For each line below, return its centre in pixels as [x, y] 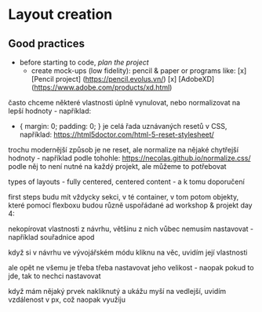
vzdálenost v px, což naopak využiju [67, 299]
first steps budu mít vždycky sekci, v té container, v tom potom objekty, [124, 197]
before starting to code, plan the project [84, 62]
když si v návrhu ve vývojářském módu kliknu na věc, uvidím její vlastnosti [128, 252]
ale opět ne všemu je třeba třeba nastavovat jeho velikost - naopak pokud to [131, 268]
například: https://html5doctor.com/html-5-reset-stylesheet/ [116, 134]
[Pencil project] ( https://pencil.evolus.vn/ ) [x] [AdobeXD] [123, 79]
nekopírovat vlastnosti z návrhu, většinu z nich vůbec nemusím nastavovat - [131, 229]
